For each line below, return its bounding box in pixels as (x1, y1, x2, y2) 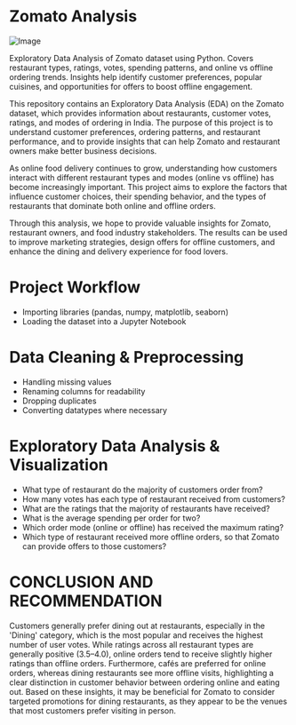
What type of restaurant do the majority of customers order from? (21, 484, 264, 495)
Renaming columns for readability (21, 386, 146, 396)
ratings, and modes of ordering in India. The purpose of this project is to (9, 117, 274, 128)
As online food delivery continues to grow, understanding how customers (9, 163, 277, 173)
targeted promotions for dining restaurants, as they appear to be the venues (9, 696, 287, 706)
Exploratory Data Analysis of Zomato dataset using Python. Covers (9, 52, 254, 63)
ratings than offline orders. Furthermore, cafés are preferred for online (9, 657, 267, 668)
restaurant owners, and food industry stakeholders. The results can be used (9, 227, 288, 237)
